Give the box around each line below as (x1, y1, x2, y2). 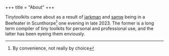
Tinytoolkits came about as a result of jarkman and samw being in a (5, 14, 145, 19)
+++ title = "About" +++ (5, 4, 55, 10)
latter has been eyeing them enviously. (5, 30, 86, 36)
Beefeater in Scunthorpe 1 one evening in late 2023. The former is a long (5, 19, 154, 26)
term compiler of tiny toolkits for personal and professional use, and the (5, 25, 154, 31)
